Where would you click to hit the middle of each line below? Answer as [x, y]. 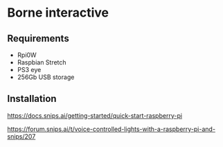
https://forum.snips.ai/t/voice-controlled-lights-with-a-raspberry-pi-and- [111, 129]
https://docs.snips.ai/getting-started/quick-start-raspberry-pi [95, 115]
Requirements [38, 38]
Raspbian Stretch [42, 62]
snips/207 [21, 136]
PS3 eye [29, 70]
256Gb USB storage [46, 77]
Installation [32, 99]
